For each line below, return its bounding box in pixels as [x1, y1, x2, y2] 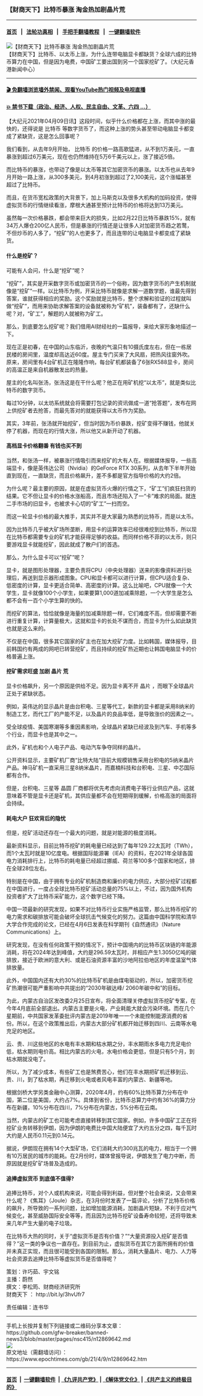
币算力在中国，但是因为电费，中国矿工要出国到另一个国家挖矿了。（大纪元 [6, 58, 189, 65]
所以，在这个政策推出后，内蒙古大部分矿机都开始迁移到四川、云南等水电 [16, 1020, 197, 1027]
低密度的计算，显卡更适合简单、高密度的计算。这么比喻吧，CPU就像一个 [6, 581, 187, 588]
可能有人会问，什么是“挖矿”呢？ [6, 266, 86, 274]
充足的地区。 [6, 1027, 38, 1035]
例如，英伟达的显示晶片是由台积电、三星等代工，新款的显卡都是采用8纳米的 [6, 702, 195, 710]
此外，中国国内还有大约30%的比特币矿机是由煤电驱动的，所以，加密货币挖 [6, 976, 193, 984]
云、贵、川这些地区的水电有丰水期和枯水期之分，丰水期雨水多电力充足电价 [6, 1040, 192, 1048]
